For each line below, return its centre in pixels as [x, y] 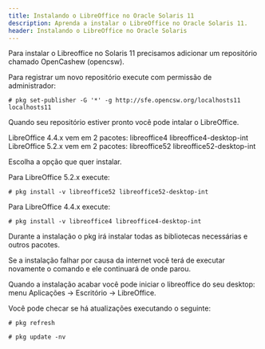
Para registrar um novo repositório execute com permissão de [110, 78]
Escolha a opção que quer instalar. [65, 162]
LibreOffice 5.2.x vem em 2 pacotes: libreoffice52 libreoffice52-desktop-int [132, 146]
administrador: [32, 86]
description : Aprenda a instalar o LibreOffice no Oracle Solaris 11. [128, 23]
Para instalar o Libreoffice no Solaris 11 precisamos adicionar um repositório [133, 54]
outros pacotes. [34, 245]
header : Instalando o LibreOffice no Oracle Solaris [98, 30]
